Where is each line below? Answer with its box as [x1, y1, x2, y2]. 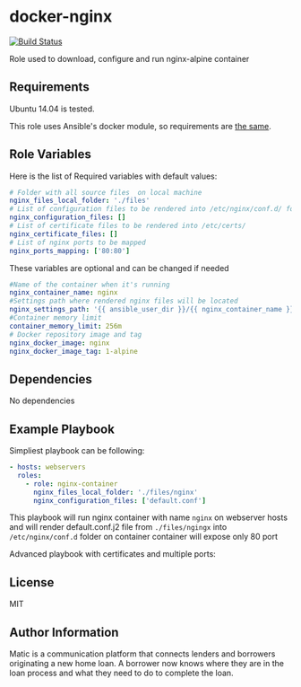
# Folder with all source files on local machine [9, 188, 202, 197]
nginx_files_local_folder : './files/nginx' [32, 488, 199, 497]
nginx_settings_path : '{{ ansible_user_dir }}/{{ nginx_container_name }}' [9, 305, 298, 314]
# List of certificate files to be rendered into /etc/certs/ [9, 222, 246, 231]
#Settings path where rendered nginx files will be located [9, 296, 239, 306]
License [9, 575, 55, 590]
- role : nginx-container [25, 479, 118, 489]
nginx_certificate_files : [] [9, 229, 118, 239]
